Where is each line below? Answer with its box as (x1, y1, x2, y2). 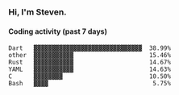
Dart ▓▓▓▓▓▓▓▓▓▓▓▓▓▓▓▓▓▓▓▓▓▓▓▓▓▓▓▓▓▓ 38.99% (8, 44, 172, 52)
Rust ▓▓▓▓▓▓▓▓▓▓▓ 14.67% (8, 59, 172, 67)
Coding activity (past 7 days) (8, 27, 107, 36)
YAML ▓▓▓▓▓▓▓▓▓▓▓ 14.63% (8, 65, 172, 74)
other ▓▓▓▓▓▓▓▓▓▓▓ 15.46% (8, 52, 172, 60)
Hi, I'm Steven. (8, 6, 67, 18)
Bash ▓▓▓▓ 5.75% (8, 80, 172, 88)
